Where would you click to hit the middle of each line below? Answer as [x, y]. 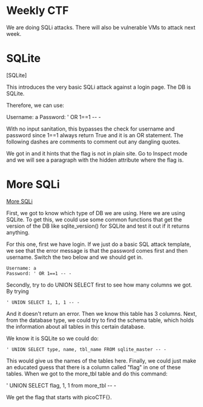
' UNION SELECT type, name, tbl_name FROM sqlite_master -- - [86, 349]
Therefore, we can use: [35, 105]
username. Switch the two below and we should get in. [75, 257]
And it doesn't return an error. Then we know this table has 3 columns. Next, [101, 313]
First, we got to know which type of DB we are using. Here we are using [96, 213]
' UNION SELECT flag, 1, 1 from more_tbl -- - [62, 385]
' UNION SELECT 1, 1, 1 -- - [43, 302]
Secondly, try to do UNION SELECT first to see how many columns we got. [99, 285]
